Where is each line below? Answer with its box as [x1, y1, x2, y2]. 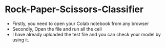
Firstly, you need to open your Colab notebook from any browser [12, 20, 149, 27]
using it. [12, 37, 29, 43]
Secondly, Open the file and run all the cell [12, 26, 102, 32]
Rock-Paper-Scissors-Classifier [5, 4, 144, 15]
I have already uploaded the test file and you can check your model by [12, 31, 161, 37]
